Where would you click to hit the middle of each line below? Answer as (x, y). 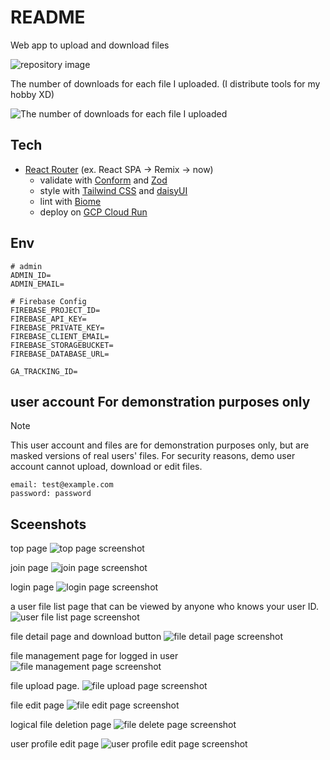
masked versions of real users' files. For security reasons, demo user (153, 456)
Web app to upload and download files (90, 45)
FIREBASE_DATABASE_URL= (60, 354)
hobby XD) (32, 94)
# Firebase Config (48, 301)
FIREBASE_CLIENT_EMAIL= (60, 336)
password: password (51, 494)
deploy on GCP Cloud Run (93, 212)
